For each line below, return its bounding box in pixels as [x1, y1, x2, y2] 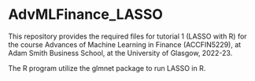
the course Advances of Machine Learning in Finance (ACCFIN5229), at [8, 39, 242, 49]
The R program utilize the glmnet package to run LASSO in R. [8, 63, 206, 72]
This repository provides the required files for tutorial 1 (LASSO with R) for [8, 31, 247, 41]
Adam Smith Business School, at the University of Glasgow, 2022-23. [8, 48, 233, 57]
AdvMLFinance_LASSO [8, 6, 164, 24]
